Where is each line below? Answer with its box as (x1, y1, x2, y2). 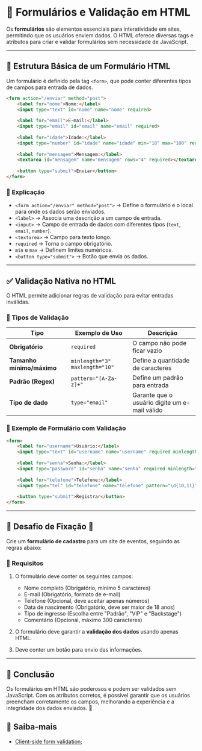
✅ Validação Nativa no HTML (6, 276, 116, 286)
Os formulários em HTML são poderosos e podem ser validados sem (6, 685, 177, 692)
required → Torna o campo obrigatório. (14, 240, 112, 248)
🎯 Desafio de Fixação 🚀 (6, 522, 94, 532)
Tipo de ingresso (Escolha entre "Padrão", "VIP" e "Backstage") (23, 610, 182, 617)
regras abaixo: (6, 544, 42, 551)
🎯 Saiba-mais (6, 722, 57, 732)
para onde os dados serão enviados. (14, 208, 106, 216)
